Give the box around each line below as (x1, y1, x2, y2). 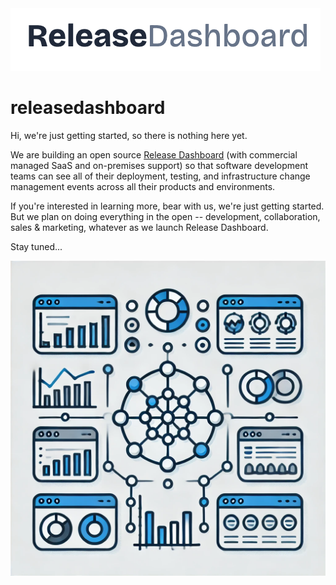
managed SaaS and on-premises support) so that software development (10, 159, 309, 171)
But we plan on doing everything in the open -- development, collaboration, (10, 210, 321, 222)
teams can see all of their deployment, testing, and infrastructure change (10, 170, 311, 182)
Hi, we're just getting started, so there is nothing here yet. (10, 129, 248, 141)
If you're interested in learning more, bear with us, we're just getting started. (10, 200, 325, 212)
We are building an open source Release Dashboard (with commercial (10, 148, 298, 161)
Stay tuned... (10, 240, 63, 252)
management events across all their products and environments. (10, 180, 276, 192)
